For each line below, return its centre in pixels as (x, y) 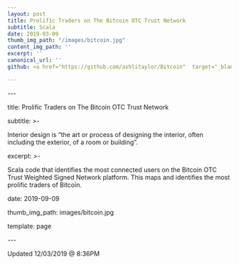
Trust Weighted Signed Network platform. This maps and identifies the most (119, 177)
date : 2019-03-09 (33, 34)
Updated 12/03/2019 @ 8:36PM (54, 254)
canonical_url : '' (34, 60)
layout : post (27, 14)
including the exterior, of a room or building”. (73, 142)
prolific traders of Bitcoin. (44, 185)
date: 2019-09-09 (33, 198)
